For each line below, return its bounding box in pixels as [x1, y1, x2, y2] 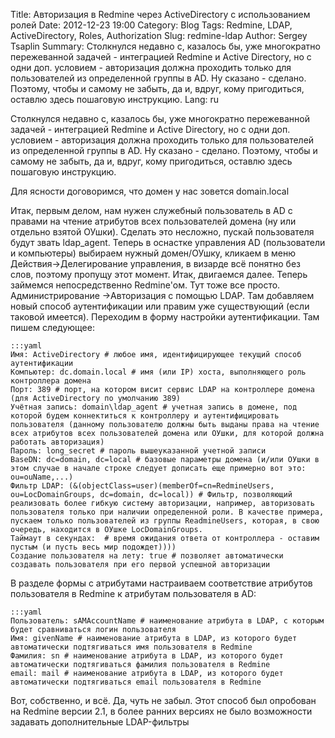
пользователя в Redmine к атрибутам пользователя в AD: [10, 588, 257, 599]
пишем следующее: [10, 322, 95, 333]
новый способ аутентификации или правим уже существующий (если [10, 300, 310, 312]
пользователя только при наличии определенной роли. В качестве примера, [10, 507, 325, 517]
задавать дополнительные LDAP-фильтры [10, 716, 190, 728]
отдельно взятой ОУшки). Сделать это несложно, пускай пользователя [10, 226, 315, 238]
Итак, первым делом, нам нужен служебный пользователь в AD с [10, 205, 293, 216]
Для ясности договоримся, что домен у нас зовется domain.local [10, 185, 290, 197]
